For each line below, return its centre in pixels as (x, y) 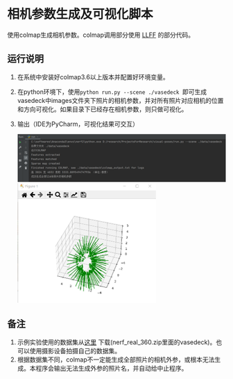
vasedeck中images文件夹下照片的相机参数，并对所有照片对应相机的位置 (120, 100)
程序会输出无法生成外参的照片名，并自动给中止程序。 (112, 368)
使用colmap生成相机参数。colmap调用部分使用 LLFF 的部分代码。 (101, 35)
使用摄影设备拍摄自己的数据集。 (75, 350)
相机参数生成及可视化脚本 (80, 14)
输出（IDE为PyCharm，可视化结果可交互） (78, 124)
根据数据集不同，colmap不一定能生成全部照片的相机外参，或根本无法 (116, 360)
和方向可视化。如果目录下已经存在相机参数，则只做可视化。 (102, 109)
